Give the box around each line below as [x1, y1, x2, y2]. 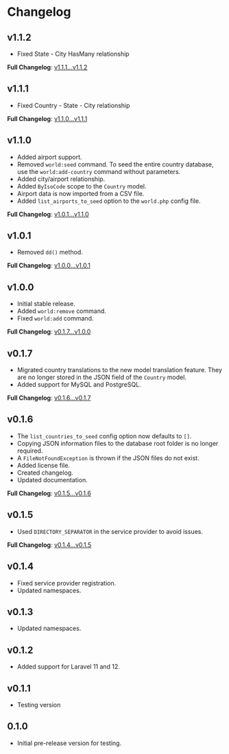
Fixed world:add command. [16, 314, 94, 323]
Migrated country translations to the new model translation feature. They [16, 366, 223, 374]
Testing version [16, 700, 61, 709]
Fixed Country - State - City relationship [16, 101, 130, 109]
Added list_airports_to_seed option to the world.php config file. [16, 197, 201, 205]
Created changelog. [16, 468, 73, 477]
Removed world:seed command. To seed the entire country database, [16, 160, 214, 169]
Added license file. [16, 461, 71, 469]
